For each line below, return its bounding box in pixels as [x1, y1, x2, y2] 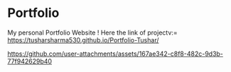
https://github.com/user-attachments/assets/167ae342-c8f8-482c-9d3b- [7, 49, 224, 58]
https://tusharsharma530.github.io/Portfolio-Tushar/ [7, 35, 159, 44]
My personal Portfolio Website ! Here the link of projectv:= [7, 28, 178, 37]
